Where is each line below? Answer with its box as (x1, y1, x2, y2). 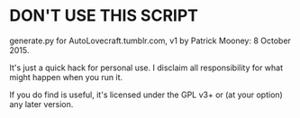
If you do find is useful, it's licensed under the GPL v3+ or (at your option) (9, 89, 284, 100)
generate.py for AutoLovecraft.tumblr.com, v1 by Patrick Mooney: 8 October (9, 35, 291, 46)
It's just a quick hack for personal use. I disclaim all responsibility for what (9, 62, 284, 73)
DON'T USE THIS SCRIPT (9, 5, 198, 26)
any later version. (9, 98, 74, 109)
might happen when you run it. (9, 71, 123, 82)
